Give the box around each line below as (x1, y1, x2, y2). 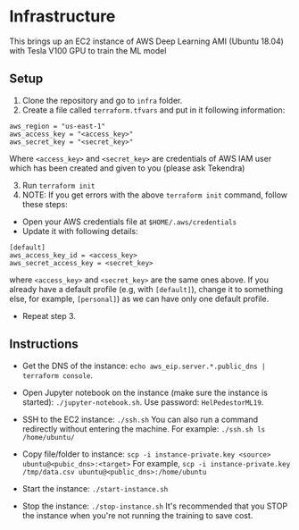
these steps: (21, 198, 69, 209)
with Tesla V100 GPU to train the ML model (9, 45, 167, 55)
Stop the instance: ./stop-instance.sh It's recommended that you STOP (21, 501, 288, 511)
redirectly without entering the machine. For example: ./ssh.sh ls (21, 423, 266, 434)
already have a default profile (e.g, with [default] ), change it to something (9, 283, 284, 294)
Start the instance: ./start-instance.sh (21, 483, 169, 493)
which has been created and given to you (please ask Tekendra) (9, 163, 245, 173)
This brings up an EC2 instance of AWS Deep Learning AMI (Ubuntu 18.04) (9, 36, 284, 46)
